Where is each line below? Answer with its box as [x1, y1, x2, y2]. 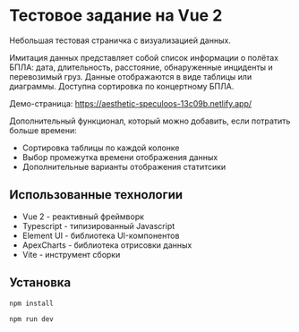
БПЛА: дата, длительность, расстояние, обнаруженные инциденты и [9, 62, 273, 72]
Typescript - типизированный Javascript [21, 220, 175, 231]
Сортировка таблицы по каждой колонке [21, 142, 181, 153]
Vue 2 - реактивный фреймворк [21, 211, 145, 222]
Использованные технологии [9, 187, 184, 202]
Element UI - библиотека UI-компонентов [21, 230, 180, 241]
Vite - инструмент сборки [21, 249, 121, 260]
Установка [9, 275, 72, 291]
